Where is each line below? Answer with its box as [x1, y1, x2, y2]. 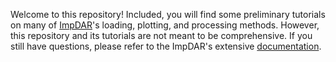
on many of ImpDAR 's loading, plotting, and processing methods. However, [10, 19, 320, 31]
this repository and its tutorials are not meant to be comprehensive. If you [10, 30, 313, 41]
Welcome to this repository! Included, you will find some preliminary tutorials [10, 9, 326, 20]
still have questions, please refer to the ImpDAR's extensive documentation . [10, 40, 322, 52]
